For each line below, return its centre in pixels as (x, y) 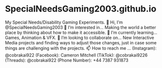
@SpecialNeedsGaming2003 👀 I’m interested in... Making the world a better (81, 27)
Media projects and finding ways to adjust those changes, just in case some (81, 42)
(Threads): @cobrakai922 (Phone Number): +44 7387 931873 (67, 60)
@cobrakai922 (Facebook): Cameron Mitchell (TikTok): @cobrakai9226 (76, 55)
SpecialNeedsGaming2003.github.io (81, 9)
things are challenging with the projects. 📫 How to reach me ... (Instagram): (81, 48)
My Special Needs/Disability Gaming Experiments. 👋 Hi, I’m (64, 22)
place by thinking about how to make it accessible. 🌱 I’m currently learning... (81, 32)
